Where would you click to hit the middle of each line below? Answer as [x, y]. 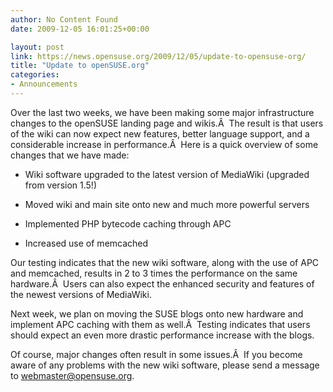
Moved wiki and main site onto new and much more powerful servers [167, 204]
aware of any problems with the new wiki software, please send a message [165, 365]
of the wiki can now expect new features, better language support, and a [160, 133]
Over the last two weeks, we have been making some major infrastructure [162, 112]
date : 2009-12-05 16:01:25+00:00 [80, 29]
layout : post [37, 47]
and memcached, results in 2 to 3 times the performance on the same [154, 273]
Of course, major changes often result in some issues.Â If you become [156, 354]
